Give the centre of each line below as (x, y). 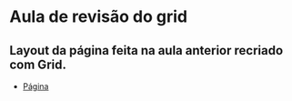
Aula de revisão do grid (99, 17)
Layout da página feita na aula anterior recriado (146, 50)
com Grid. (38, 64)
